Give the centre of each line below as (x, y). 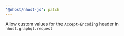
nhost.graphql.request (29, 28)
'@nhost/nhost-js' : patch (32, 10)
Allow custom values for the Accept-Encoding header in (62, 24)
